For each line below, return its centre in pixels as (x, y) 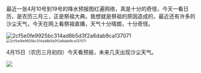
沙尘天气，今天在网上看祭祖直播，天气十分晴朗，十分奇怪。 (80, 24)
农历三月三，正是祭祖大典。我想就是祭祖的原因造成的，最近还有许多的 (109, 16)
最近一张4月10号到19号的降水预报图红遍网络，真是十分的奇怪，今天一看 (95, 9)
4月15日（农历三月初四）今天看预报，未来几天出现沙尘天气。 (82, 52)
